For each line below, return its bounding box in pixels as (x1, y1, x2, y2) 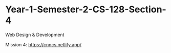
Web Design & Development (5, 31, 65, 38)
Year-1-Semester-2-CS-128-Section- (5, 4, 166, 15)
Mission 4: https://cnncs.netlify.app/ (5, 41, 82, 47)
